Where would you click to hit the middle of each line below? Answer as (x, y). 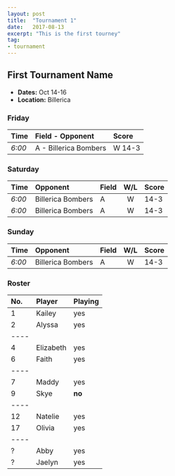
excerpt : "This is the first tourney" (64, 33)
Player (47, 301)
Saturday (24, 169)
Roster (19, 283)
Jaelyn (47, 462)
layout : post (26, 14)
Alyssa (47, 325)
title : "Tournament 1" (42, 20)
